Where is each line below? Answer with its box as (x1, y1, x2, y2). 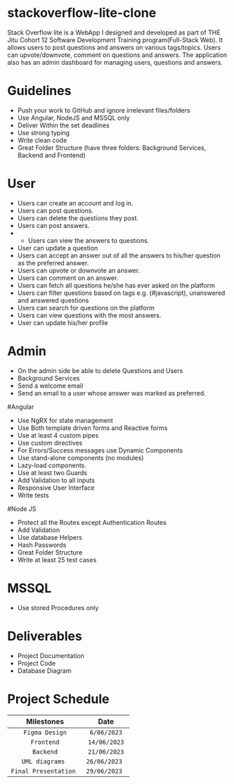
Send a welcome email (17, 381, 84, 390)
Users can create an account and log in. (17, 198, 134, 207)
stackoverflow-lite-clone (7, 5, 157, 21)
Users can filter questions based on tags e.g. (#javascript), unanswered (17, 289, 226, 297)
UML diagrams (21, 757, 65, 765)
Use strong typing (17, 128, 70, 137)
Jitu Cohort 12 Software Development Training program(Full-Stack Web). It (7, 35, 223, 44)
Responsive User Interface (17, 483, 95, 492)
